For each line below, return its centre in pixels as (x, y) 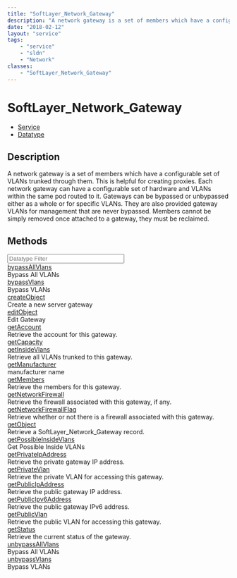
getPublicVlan (28, 515)
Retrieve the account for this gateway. (62, 335)
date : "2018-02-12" (36, 27)
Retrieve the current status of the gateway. (69, 537)
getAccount (24, 327)
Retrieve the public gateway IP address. (65, 492)
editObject (23, 312)
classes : (20, 66)
